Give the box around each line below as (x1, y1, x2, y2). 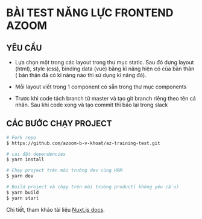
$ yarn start (6, 195, 39, 201)
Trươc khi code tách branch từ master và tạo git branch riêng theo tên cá (14, 95, 196, 102)
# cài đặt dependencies (6, 151, 66, 157)
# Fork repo (6, 134, 36, 141)
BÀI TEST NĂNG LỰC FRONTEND (6, 6, 174, 20)
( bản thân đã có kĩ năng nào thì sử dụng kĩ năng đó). (14, 72, 147, 78)
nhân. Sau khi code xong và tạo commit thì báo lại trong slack (14, 101, 168, 108)
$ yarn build (6, 190, 39, 196)
